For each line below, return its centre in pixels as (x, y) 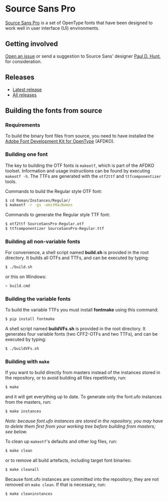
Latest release (27, 89)
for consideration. (24, 61)
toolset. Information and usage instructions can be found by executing (78, 171)
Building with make (27, 362)
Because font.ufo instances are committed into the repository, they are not (82, 479)
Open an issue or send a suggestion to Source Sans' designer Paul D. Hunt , (83, 56)
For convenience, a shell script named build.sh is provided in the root (77, 253)
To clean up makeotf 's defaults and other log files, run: (61, 442)
